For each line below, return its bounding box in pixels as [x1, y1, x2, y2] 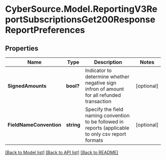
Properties [5, 44, 39, 52]
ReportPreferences [5, 25, 85, 36]
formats [85, 137, 104, 144]
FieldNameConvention [7, 121, 62, 128]
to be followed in [85, 119, 124, 125]
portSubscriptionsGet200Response [5, 14, 156, 25]
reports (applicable [85, 124, 129, 131]
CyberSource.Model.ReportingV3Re [5, 3, 158, 15]
